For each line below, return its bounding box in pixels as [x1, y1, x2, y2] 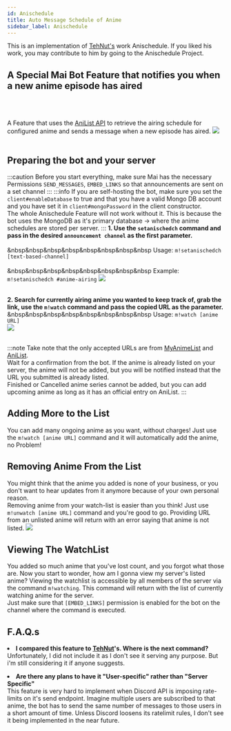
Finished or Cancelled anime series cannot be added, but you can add [7, 381, 207, 388]
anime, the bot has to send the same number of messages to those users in [7, 701, 222, 710]
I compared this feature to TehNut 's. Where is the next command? [16, 644, 209, 652]
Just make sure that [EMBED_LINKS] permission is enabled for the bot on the [7, 599, 221, 607]
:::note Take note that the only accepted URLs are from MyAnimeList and [7, 344, 214, 352]
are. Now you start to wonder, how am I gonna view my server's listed [7, 570, 205, 578]
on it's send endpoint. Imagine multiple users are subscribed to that [23, 694, 216, 703]
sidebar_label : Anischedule [7, 23, 88, 30]
